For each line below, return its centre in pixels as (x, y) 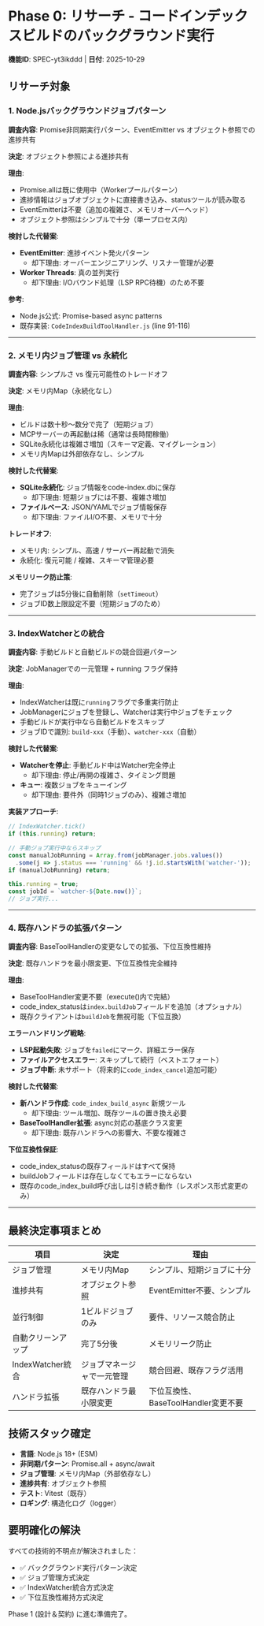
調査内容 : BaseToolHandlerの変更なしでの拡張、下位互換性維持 (110, 947)
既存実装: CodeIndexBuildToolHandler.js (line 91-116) (105, 326)
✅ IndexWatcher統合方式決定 (66, 1587)
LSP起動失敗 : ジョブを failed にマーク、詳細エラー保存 (107, 1050)
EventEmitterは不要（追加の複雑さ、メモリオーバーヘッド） (116, 209)
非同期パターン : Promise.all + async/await (87, 1464)
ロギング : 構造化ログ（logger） (70, 1503)
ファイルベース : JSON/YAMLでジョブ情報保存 (93, 507)
